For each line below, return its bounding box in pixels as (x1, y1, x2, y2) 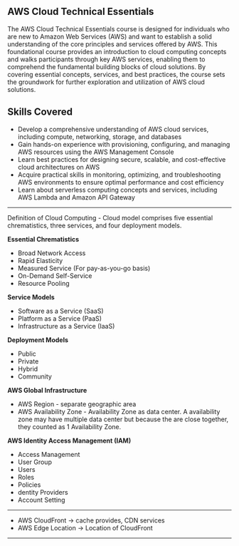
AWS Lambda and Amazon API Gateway (17, 192, 135, 202)
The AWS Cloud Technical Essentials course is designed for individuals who (7, 24, 230, 33)
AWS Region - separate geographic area (17, 399, 137, 408)
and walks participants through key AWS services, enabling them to (7, 55, 206, 63)
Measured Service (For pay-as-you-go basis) (17, 264, 151, 272)
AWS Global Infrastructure (7, 386, 87, 394)
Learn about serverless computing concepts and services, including (17, 185, 218, 194)
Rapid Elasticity (17, 256, 63, 264)
